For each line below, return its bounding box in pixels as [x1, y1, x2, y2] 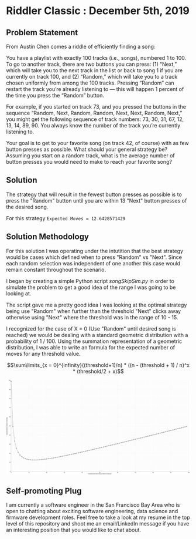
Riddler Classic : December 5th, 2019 [6, 4, 190, 18]
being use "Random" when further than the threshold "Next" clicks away [6, 307, 181, 315]
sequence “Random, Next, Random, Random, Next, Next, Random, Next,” [6, 110, 183, 116]
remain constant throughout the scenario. [6, 266, 106, 273]
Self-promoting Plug [6, 486, 82, 496]
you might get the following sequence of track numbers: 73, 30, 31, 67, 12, [6, 116, 184, 123]
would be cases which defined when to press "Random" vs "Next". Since [6, 254, 183, 261]
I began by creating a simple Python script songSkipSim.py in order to [6, 277, 174, 284]
